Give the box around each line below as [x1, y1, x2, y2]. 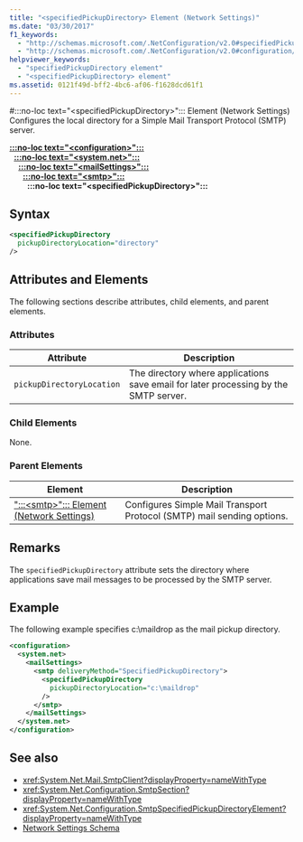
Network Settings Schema [22, 822, 120, 833]
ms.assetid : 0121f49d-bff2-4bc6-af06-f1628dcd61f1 [9, 80, 204, 89]
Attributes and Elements [9, 272, 149, 287]
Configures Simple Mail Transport [124, 498, 268, 510]
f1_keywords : [9, 30, 59, 39]
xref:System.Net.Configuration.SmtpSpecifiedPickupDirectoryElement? [22, 803, 287, 814]
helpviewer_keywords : [9, 55, 91, 64]
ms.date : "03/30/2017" [9, 22, 95, 31]
